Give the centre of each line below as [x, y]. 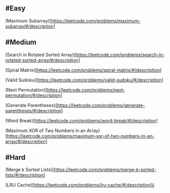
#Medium [21, 42]
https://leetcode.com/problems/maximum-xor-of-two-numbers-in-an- [81, 136]
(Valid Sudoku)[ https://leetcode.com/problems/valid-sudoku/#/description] [84, 80]
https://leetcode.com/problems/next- [86, 90]
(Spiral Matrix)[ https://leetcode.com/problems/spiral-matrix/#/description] [83, 70]
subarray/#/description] [30, 26]
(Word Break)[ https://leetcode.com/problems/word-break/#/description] [82, 120]
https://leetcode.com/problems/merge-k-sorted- [105, 170]
